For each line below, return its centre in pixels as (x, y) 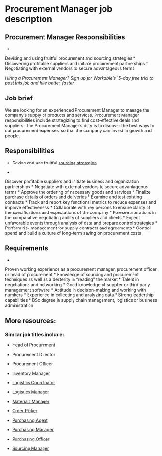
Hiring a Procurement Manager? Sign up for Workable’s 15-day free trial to (79, 78)
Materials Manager (31, 402)
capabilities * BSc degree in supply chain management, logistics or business (81, 300)
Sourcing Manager (30, 448)
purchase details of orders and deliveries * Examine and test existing (74, 197)
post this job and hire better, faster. (40, 83)
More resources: (30, 320)
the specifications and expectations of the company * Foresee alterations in (81, 212)
